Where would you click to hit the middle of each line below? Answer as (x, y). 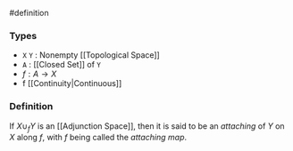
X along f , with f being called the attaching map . (98, 138)
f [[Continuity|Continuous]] (72, 83)
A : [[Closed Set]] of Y (61, 65)
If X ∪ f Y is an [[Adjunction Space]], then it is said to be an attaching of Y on (147, 127)
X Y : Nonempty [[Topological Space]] (91, 55)
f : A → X (39, 74)
